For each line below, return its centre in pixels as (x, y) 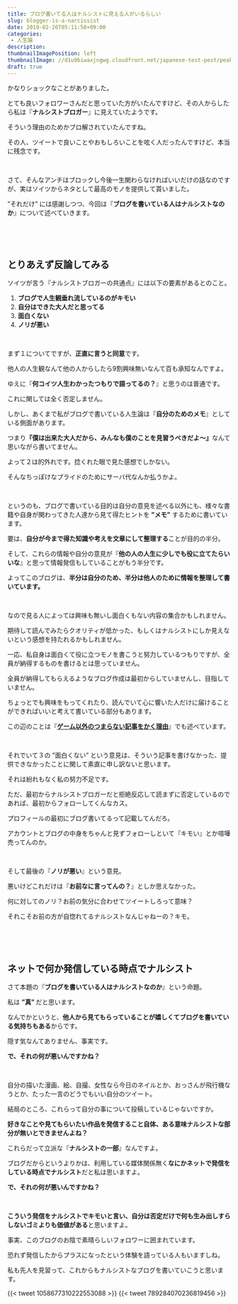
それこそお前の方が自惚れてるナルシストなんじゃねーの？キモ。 (100, 916)
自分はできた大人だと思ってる (61, 307)
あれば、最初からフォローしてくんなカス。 (69, 803)
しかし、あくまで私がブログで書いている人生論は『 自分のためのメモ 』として (119, 414)
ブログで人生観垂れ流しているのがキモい (76, 298)
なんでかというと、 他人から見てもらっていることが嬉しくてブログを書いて (115, 1017)
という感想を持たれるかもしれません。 (69, 639)
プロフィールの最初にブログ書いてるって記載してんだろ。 (91, 818)
